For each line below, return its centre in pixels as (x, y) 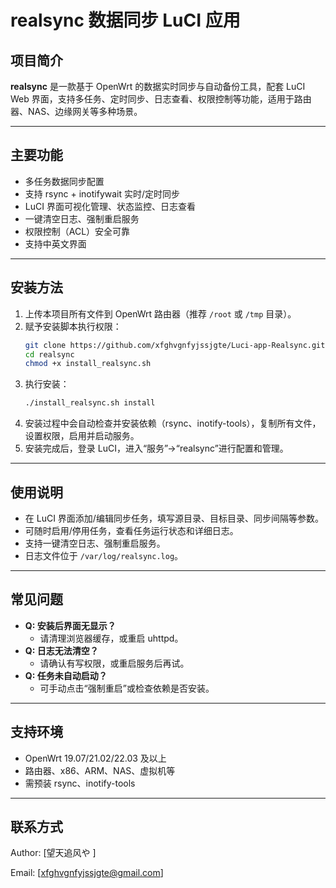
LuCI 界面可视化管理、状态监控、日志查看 (110, 206)
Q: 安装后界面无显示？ (70, 625)
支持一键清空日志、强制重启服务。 (95, 543)
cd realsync (49, 354)
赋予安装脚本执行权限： (73, 326)
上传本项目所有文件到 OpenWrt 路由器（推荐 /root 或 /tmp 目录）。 (160, 313)
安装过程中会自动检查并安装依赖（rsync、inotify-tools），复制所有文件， (173, 423)
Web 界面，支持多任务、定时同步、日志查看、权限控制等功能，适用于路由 (161, 99)
